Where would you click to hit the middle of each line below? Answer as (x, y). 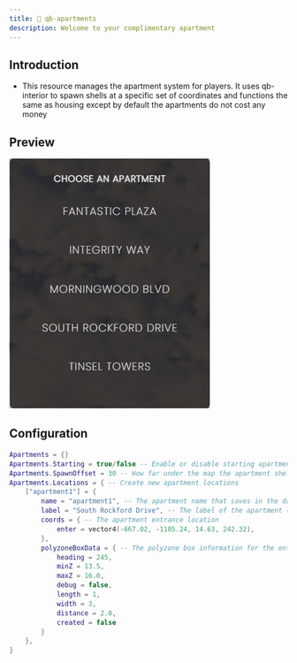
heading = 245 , (84, 557)
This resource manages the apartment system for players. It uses (141, 86)
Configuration (49, 433)
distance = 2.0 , (86, 613)
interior (35, 95)
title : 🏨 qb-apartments (53, 19)
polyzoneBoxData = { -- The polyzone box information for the (158, 548)
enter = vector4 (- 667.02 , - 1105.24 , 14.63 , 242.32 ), (156, 529)
